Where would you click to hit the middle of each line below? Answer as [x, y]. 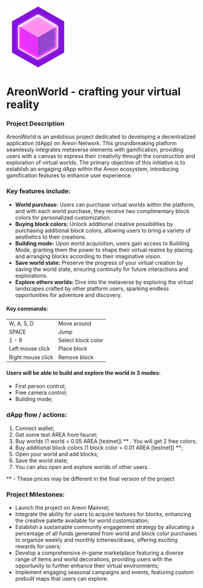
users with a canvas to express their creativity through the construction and [101, 156]
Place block [73, 349]
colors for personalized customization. [63, 217]
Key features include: [38, 191]
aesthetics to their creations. [51, 237]
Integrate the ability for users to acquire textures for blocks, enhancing [103, 514]
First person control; [40, 386]
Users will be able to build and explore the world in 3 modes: [84, 372]
